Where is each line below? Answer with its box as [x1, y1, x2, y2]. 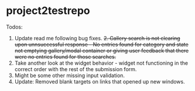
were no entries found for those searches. [14, 53, 116, 60]
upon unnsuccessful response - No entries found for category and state [14, 41, 189, 48]
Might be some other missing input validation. [14, 72, 125, 79]
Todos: [6, 23, 23, 30]
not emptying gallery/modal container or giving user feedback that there [14, 47, 189, 54]
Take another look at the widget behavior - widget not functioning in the [14, 60, 189, 66]
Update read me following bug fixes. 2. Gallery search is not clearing [14, 34, 180, 41]
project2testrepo [6, 4, 90, 17]
